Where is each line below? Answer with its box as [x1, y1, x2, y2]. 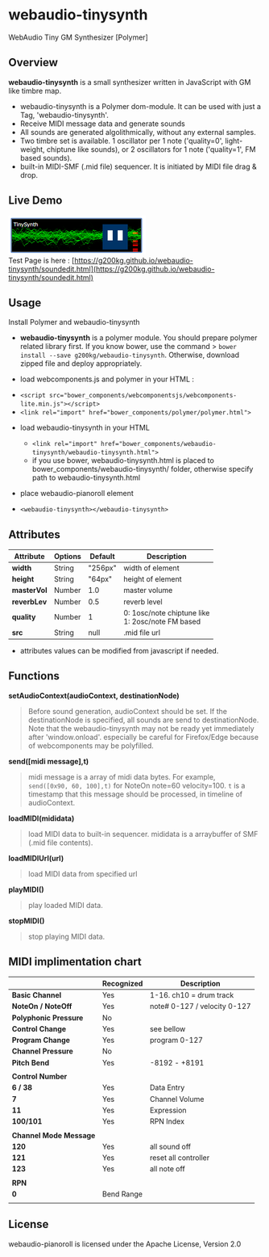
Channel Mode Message [11, 1130, 96, 1140]
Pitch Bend [11, 1057, 50, 1067]
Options [53, 551, 82, 561]
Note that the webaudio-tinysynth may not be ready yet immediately [27, 723, 255, 733]
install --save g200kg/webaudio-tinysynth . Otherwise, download [19, 350, 240, 360]
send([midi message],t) [8, 756, 89, 766]
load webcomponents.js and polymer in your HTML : [19, 374, 195, 385]
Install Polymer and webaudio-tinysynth [8, 317, 140, 327]
